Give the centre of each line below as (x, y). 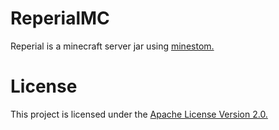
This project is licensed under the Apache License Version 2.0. (139, 114)
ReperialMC (60, 18)
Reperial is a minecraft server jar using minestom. (112, 46)
